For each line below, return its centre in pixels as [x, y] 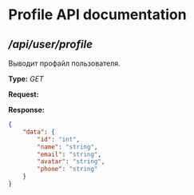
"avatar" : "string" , [71, 161]
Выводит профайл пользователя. [65, 63]
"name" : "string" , [67, 147]
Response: [27, 110]
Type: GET [26, 79]
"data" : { [39, 132]
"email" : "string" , [69, 154]
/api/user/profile [51, 44]
